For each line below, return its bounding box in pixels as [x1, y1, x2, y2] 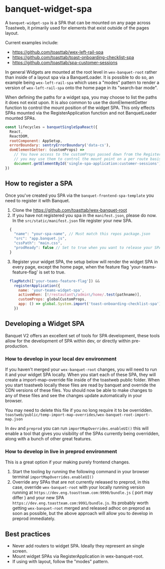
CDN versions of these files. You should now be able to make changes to [5, 387, 153, 393]
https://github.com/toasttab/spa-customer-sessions [12, 59, 118, 65]
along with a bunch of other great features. [5, 435, 92, 441]
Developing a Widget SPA [5, 320, 85, 328]
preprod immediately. [12, 515, 55, 521]
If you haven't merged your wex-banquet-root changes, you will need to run [5, 366, 157, 372]
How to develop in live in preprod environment [5, 448, 117, 455]
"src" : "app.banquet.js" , [14, 236, 67, 241]
